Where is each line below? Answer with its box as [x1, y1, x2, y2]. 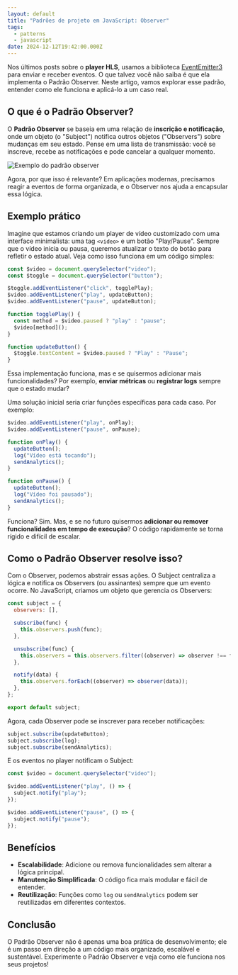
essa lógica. [7, 189, 42, 198]
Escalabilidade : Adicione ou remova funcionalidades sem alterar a [17, 860, 212, 869]
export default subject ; [7, 704, 81, 711]
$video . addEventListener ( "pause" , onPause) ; [7, 426, 141, 433]
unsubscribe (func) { [13, 646, 74, 653]
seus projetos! [7, 960, 49, 969]
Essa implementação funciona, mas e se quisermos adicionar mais [7, 369, 202, 378]
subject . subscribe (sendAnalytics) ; [7, 743, 113, 751]
